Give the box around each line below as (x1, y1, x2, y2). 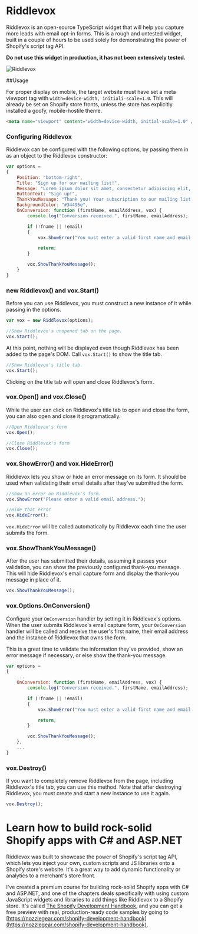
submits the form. (6, 530, 49, 537)
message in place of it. (6, 576, 61, 583)
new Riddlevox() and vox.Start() (6, 286, 99, 295)
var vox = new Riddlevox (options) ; (6, 318, 94, 324)
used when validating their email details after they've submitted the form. (6, 479, 184, 486)
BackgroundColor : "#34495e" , (16, 202, 88, 208)
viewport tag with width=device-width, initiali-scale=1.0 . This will (6, 94, 173, 102)
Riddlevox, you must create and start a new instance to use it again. (6, 790, 170, 797)
